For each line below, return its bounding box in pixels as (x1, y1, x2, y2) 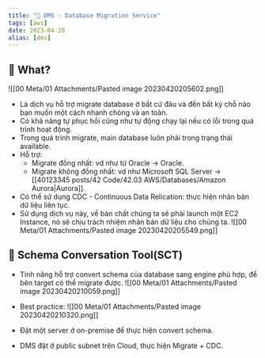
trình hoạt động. (19, 124, 73, 135)
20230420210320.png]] (19, 310, 99, 319)
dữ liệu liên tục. (19, 200, 70, 210)
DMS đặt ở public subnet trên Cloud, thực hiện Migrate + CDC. (19, 341, 224, 350)
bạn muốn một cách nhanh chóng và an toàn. (19, 108, 168, 117)
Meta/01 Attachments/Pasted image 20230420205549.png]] (19, 226, 218, 235)
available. (19, 142, 51, 151)
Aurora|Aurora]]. (31, 184, 85, 193)
